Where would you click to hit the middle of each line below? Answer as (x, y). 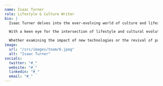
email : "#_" (21, 76)
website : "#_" (23, 67)
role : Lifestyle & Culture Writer (40, 14)
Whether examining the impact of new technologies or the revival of (81, 41)
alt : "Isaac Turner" (30, 54)
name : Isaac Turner (24, 9)
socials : (13, 58)
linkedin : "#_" (24, 72)
